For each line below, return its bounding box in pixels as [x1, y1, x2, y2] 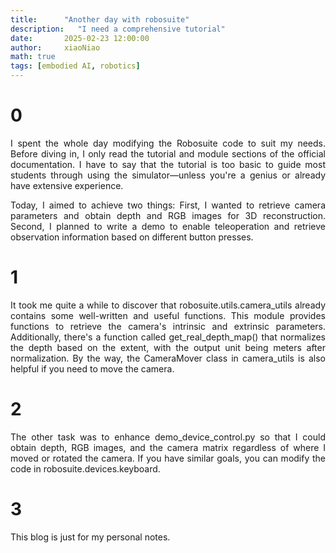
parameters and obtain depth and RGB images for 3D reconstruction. [10, 209, 326, 221]
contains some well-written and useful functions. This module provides [10, 309, 326, 321]
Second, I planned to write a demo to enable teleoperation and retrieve [10, 220, 326, 232]
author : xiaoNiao [10, 42, 101, 53]
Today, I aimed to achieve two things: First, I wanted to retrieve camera [10, 199, 326, 211]
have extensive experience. [10, 179, 124, 191]
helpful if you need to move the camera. [10, 362, 175, 375]
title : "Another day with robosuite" [10, 14, 190, 25]
